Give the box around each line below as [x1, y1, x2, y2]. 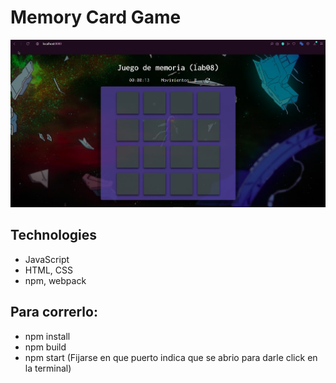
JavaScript [24, 253, 70, 265]
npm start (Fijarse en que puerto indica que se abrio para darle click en [24, 351, 318, 363]
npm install [24, 330, 71, 342]
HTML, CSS [24, 264, 73, 276]
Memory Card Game [10, 6, 182, 29]
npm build [24, 341, 67, 353]
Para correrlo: [10, 304, 98, 321]
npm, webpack [24, 274, 87, 286]
